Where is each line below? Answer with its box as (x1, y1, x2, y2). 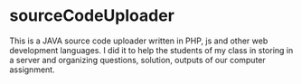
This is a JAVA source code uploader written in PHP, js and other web (9, 35, 269, 46)
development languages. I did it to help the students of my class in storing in (9, 44, 294, 55)
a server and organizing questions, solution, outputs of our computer (9, 54, 267, 65)
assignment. (9, 64, 56, 75)
